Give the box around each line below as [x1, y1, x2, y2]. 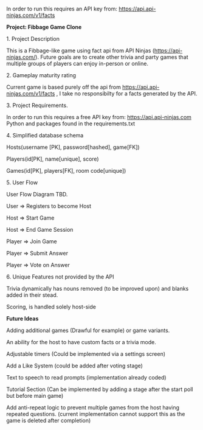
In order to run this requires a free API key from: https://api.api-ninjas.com [6, 114, 191, 120]
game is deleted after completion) [6, 417, 91, 424]
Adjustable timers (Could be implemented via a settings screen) [6, 350, 166, 358]
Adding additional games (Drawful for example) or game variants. [6, 327, 170, 334]
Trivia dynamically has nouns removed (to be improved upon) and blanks [6, 285, 189, 292]
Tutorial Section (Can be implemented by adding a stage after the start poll [6, 386, 193, 393]
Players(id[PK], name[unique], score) [6, 155, 99, 162]
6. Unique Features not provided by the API [6, 273, 114, 280]
